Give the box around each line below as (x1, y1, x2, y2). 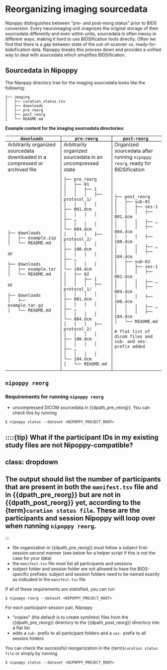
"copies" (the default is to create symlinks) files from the (12, 614, 128, 620)
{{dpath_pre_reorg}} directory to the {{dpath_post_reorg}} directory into (12, 620, 160, 626)
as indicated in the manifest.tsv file (12, 577, 86, 583)
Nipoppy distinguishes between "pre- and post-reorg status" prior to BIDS (5, 20, 157, 26)
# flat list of (114, 329, 151, 334)
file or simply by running (5, 651, 58, 657)
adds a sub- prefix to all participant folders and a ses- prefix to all (12, 630, 146, 636)
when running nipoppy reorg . (5, 522, 96, 530)
